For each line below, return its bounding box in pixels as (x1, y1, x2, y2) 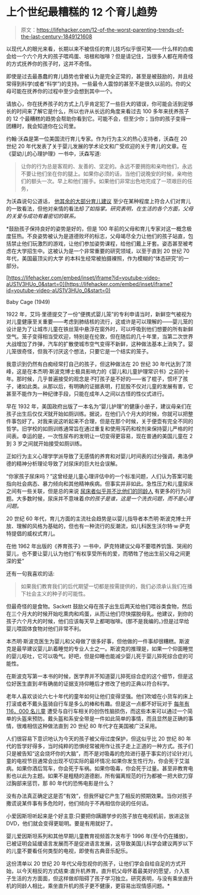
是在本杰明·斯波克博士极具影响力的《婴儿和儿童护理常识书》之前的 (21, 368, 185, 375)
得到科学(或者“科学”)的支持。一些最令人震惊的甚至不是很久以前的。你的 (11, 80, 186, 87)
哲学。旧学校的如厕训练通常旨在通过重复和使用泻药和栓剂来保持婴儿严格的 (6, 425, 188, 432)
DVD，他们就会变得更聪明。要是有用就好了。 (6, 819, 116, 827)
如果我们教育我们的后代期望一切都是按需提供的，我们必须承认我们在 (20, 582, 188, 589)
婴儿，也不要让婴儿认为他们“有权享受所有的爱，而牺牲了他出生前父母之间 (6, 549, 186, 557)
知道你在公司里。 (37, 123, 79, 130)
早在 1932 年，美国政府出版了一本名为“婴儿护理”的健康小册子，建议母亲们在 (6, 403, 192, 410)
